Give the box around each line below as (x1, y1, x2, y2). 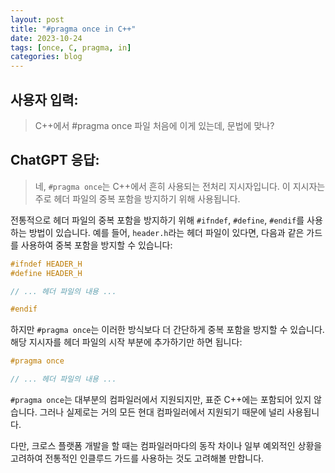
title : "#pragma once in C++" (10, 24, 137, 34)
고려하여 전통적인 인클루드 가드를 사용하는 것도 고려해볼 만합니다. (10, 452, 265, 464)
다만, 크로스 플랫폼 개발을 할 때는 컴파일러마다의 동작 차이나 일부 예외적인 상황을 (10, 440, 323, 451)
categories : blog (10, 52, 83, 62)
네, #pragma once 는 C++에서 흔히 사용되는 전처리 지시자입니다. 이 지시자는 (34, 180, 326, 192)
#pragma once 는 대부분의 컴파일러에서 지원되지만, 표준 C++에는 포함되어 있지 (10, 394, 312, 405)
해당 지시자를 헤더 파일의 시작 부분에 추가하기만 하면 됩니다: (10, 336, 243, 348)
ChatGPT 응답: (10, 152, 100, 169)
